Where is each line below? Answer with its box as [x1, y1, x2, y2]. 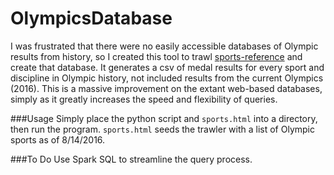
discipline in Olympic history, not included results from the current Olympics [10, 72, 324, 84]
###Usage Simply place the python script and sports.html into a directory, [10, 112, 318, 124]
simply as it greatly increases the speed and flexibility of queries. [10, 93, 278, 105]
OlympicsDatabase [10, 7, 173, 30]
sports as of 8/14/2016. [10, 133, 106, 146]
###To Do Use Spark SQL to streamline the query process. [10, 153, 253, 165]
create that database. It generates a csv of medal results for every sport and [10, 61, 325, 73]
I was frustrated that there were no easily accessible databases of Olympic [10, 40, 319, 52]
